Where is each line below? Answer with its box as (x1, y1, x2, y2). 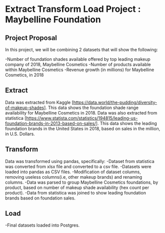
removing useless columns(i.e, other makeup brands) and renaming (5, 174, 142, 180)
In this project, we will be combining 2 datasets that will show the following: (5, 47, 158, 52)
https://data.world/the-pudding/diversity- (73, 99, 158, 105)
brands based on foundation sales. (5, 195, 76, 201)
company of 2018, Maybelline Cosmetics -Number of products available (5, 62, 151, 67)
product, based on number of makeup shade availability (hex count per (5, 184, 149, 191)
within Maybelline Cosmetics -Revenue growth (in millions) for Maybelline (5, 67, 154, 73)
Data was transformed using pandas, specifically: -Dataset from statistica (5, 158, 155, 164)
